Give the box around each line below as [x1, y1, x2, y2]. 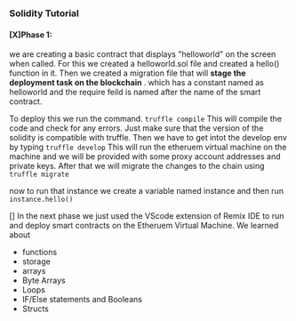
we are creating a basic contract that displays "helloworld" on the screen [9, 49, 276, 60]
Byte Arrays [21, 275, 66, 286]
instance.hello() [9, 195, 74, 205]
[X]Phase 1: [9, 29, 53, 40]
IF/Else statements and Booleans [21, 294, 142, 305]
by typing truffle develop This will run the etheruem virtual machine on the [9, 141, 287, 153]
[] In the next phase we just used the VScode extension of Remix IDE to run [9, 211, 284, 221]
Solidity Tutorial [9, 7, 80, 20]
